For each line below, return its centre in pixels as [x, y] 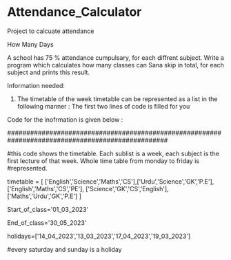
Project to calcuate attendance [51, 31]
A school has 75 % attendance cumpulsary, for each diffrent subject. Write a [115, 57]
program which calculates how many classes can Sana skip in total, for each [115, 65]
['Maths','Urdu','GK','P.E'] [42, 196]
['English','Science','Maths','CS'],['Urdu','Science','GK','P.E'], [129, 181]
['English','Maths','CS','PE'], [46, 188]
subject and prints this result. [49, 72]
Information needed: [36, 85]
